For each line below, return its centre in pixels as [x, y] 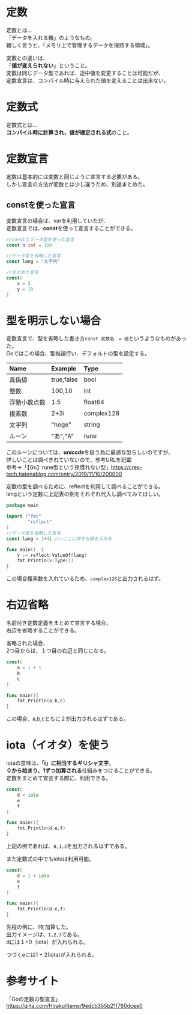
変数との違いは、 [27, 58]
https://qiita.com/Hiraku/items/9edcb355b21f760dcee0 [74, 1006]
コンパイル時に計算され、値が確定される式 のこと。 [70, 132]
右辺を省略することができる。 [43, 630]
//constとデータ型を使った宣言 [40, 239]
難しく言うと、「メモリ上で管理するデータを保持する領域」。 [80, 45]
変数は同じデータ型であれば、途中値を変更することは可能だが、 [85, 73]
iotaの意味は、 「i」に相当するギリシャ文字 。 [60, 763]
